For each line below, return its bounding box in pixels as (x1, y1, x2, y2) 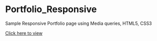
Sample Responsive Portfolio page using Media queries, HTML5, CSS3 (5, 20, 152, 26)
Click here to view (5, 30, 43, 36)
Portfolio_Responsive (5, 4, 97, 15)
